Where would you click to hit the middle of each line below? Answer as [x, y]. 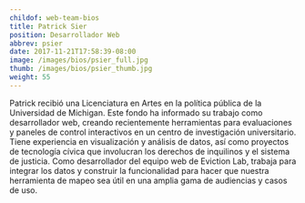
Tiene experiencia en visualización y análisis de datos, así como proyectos [149, 141]
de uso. [24, 190]
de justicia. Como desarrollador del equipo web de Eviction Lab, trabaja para [153, 161]
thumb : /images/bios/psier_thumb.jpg [81, 69]
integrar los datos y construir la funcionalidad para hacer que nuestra [139, 170]
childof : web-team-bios [55, 18]
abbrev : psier [36, 43]
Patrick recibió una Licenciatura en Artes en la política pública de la [136, 103]
